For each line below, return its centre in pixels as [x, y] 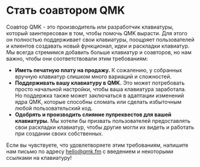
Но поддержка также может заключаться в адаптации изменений [99, 95]
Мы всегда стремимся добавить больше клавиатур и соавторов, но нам [99, 52]
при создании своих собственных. [59, 133]
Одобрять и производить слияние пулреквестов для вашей [93, 115]
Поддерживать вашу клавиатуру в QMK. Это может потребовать [100, 83]
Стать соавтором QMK [66, 10]
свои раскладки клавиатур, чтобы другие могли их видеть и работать [104, 127]
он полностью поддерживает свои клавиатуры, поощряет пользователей [100, 39]
